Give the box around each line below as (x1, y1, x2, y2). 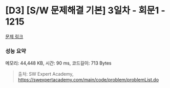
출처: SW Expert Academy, (17, 71, 74, 77)
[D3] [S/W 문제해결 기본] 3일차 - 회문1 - (5, 5, 165, 16)
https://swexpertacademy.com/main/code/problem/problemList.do (17, 77, 159, 83)
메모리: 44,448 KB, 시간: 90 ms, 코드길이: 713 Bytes (5, 60, 112, 67)
